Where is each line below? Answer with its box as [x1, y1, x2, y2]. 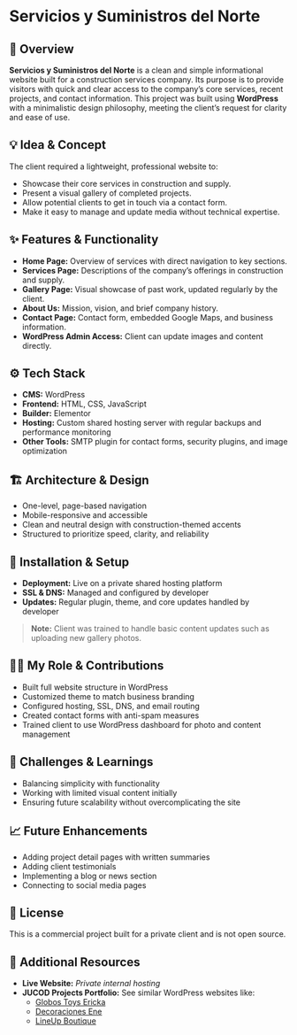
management [21, 729, 71, 739]
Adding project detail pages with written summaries [21, 852, 210, 862]
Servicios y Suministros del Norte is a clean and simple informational [9, 65, 263, 75]
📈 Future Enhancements [9, 823, 148, 838]
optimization [21, 445, 68, 457]
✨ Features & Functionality [9, 232, 159, 247]
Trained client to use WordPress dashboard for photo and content [21, 719, 262, 730]
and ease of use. [9, 112, 71, 122]
